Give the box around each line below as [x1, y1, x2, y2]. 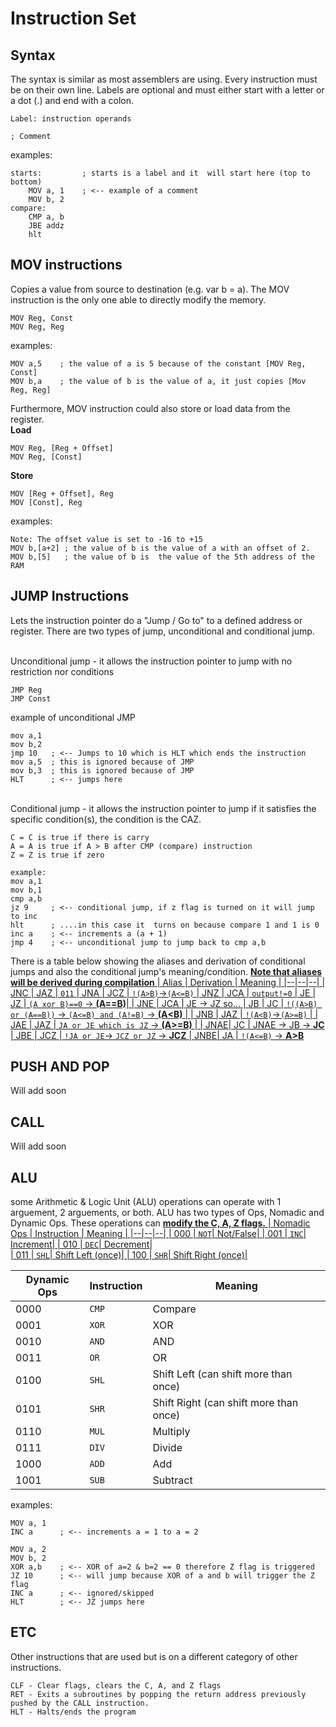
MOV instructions [10, 257, 123, 274]
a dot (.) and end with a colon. [10, 95, 134, 106]
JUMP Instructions [10, 588, 130, 605]
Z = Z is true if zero [10, 850, 105, 860]
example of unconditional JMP [10, 711, 136, 723]
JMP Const [10, 693, 52, 704]
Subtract [152, 1473, 193, 1487]
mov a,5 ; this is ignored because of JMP [10, 757, 195, 767]
